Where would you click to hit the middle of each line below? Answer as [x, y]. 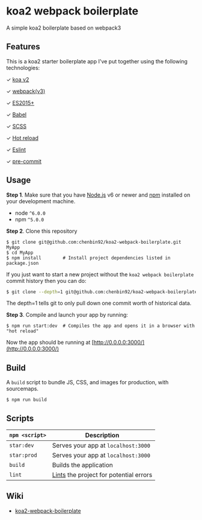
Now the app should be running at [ [50, 343]
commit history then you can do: [46, 281]
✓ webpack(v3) [26, 91]
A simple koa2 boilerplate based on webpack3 [64, 28]
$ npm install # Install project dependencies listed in [88, 258]
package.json [23, 263]
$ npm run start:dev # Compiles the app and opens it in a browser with [101, 326]
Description [102, 436]
